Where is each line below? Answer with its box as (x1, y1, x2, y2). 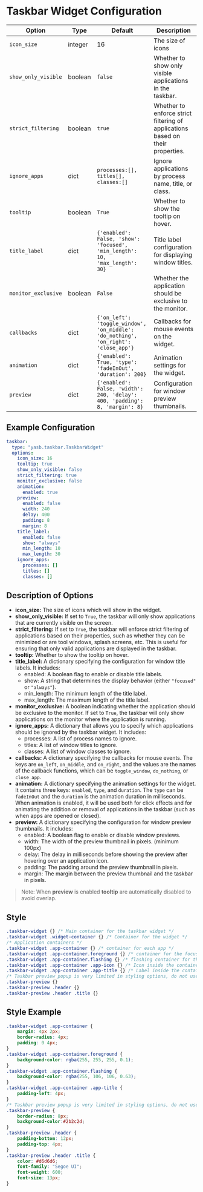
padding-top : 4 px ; (17, 1141, 63, 1147)
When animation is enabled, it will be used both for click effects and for (14, 799, 192, 806)
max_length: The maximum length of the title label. (24, 696, 150, 703)
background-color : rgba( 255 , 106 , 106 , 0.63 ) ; (17, 1073, 137, 1080)
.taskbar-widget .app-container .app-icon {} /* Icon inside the (6, 962, 174, 968)
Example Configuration (6, 423, 95, 433)
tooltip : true (17, 461, 53, 467)
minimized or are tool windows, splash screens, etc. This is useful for (14, 639, 187, 646)
